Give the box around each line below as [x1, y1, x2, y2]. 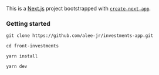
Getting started [6, 19, 51, 28]
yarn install [6, 53, 38, 59]
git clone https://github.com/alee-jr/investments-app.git [6, 33, 154, 39]
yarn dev [6, 64, 28, 70]
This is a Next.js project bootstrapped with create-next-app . [6, 5, 151, 12]
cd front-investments [6, 43, 59, 49]
